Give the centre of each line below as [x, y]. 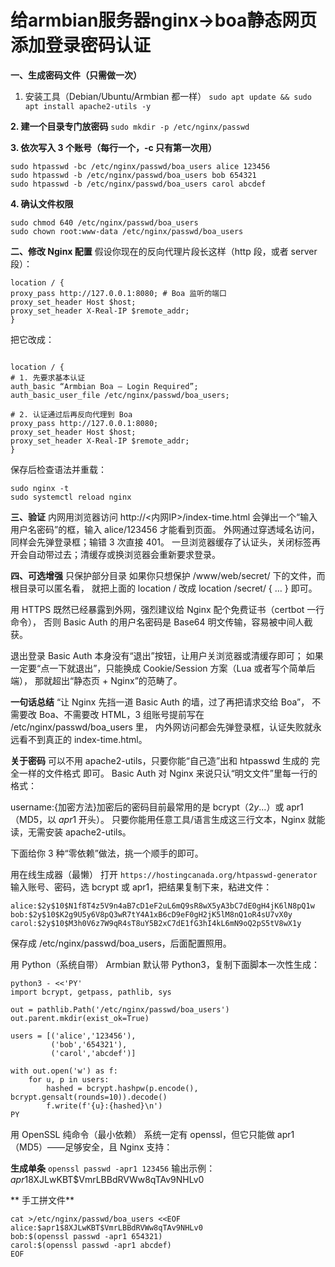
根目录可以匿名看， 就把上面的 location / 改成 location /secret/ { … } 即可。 [164, 588]
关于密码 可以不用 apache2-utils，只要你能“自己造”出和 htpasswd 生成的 [159, 760]
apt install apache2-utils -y [88, 106]
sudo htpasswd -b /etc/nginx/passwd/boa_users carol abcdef [138, 184]
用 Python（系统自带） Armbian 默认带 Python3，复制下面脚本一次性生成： [165, 964]
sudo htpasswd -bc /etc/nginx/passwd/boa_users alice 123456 [140, 166]
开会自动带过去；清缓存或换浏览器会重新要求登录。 [115, 554]
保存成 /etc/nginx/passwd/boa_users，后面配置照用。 [121, 943]
